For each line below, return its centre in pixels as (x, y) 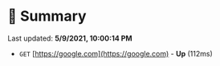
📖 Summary (47, 16)
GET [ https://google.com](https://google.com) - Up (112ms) (116, 53)
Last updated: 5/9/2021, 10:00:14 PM (70, 38)
